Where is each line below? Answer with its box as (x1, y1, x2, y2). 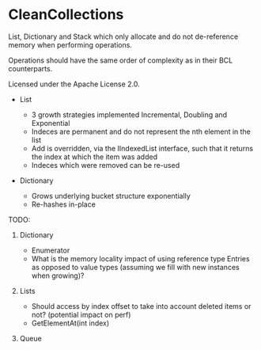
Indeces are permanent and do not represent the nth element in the (31, 127, 252, 136)
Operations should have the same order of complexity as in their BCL (8, 55, 233, 65)
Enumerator (31, 245, 70, 255)
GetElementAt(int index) (31, 318, 110, 328)
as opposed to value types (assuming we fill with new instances (31, 262, 240, 272)
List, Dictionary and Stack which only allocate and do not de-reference (8, 32, 239, 41)
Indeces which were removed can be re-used (31, 160, 180, 169)
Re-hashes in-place (31, 200, 96, 209)
